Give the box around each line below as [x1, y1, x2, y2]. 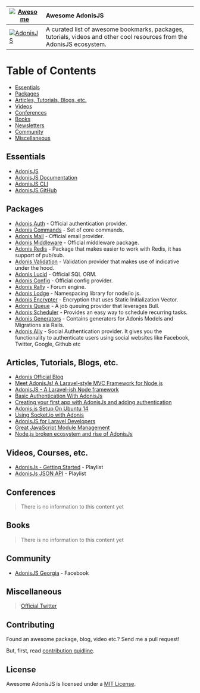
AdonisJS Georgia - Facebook [14, 569, 89, 577]
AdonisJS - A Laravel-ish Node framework [14, 386, 119, 393]
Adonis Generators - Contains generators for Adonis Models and [14, 315, 174, 322]
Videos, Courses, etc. [6, 448, 88, 458]
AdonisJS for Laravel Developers [14, 418, 96, 425]
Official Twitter [20, 602, 57, 609]
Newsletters [14, 122, 45, 129]
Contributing [6, 620, 55, 630]
